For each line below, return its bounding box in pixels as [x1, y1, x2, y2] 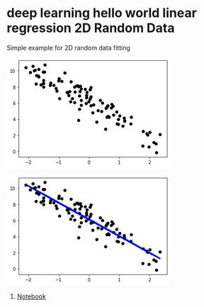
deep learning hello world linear [6, 5, 198, 21]
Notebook [16, 292, 47, 301]
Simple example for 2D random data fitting [6, 43, 130, 52]
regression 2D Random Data [6, 20, 175, 36]
